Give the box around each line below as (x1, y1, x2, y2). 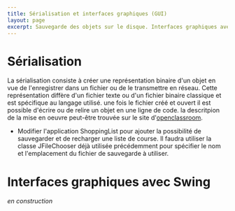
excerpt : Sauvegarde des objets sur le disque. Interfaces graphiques (7, 23, 218, 30)
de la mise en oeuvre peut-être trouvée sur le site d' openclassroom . (7, 113, 203, 122)
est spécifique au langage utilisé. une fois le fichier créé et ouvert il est (7, 99, 211, 107)
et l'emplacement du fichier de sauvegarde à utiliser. (17, 150, 169, 158)
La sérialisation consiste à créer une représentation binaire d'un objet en (7, 76, 216, 85)
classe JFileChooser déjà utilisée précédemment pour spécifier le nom (17, 142, 222, 150)
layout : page (7, 17, 45, 24)
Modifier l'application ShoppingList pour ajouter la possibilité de (17, 127, 201, 136)
